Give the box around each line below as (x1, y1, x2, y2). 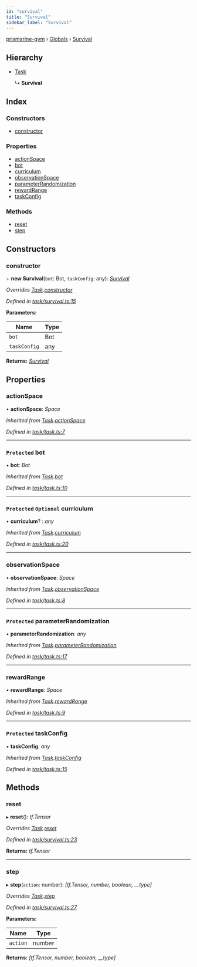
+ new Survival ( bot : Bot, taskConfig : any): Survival (6, 275, 130, 282)
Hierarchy (6, 52, 43, 62)
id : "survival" (6, 8, 43, 15)
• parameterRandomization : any (6, 630, 86, 637)
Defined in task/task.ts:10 (6, 485, 67, 492)
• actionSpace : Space (6, 405, 60, 413)
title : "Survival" (6, 14, 51, 20)
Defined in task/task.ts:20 (6, 540, 69, 547)
